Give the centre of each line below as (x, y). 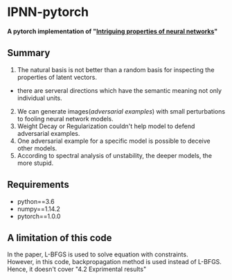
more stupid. (35, 163)
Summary (29, 53)
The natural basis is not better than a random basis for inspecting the (116, 69)
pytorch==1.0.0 (39, 216)
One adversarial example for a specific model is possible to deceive (114, 141)
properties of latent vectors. (57, 77)
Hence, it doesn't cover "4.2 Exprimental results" (77, 269)
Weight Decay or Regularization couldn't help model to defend (106, 126)
